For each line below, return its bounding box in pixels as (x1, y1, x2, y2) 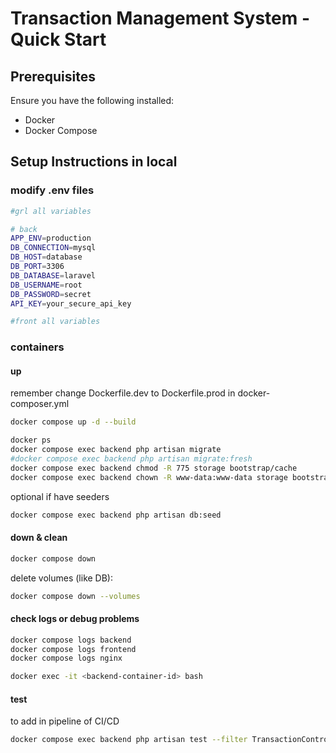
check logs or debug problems (10, 613, 140, 625)
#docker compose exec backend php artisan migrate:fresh (10, 454, 253, 464)
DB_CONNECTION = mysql (10, 243, 97, 253)
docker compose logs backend (10, 635, 132, 645)
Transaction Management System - (10, 7, 311, 30)
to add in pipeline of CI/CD (10, 715, 120, 727)
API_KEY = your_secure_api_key (10, 298, 132, 309)
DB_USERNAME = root (10, 280, 83, 290)
